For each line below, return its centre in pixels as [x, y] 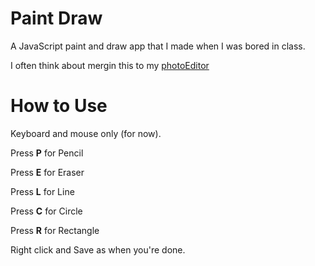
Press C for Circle [46, 211]
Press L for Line [42, 191]
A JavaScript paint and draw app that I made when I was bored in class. [158, 46]
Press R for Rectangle [55, 230]
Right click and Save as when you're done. [98, 249]
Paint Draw [56, 18]
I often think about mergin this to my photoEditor [110, 65]
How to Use [59, 106]
